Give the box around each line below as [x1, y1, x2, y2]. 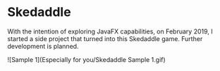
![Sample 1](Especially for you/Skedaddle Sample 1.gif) [7, 55, 166, 63]
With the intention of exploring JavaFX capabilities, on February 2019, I [7, 27, 213, 35]
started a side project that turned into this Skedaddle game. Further [7, 34, 203, 42]
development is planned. [7, 42, 79, 50]
